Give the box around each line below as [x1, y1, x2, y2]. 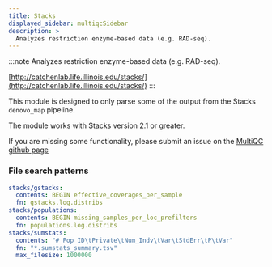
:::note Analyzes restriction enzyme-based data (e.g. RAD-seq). [8, 57, 221, 66]
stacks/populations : [8, 206, 79, 214]
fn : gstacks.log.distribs [15, 199, 104, 207]
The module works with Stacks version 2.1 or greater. [8, 121, 185, 130]
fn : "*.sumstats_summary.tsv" [15, 244, 117, 252]
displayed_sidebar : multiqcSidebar [8, 19, 129, 28]
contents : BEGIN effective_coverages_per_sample [15, 191, 183, 199]
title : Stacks [8, 11, 57, 20]
